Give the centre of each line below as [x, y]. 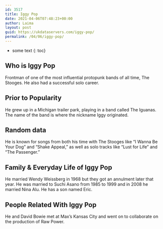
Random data [26, 130]
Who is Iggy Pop [30, 66]
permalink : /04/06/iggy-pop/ [35, 37]
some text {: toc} [29, 50]
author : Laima [19, 23]
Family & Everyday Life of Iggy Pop [59, 167]
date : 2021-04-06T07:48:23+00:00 [39, 18]
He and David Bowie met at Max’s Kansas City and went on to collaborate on [82, 216]
